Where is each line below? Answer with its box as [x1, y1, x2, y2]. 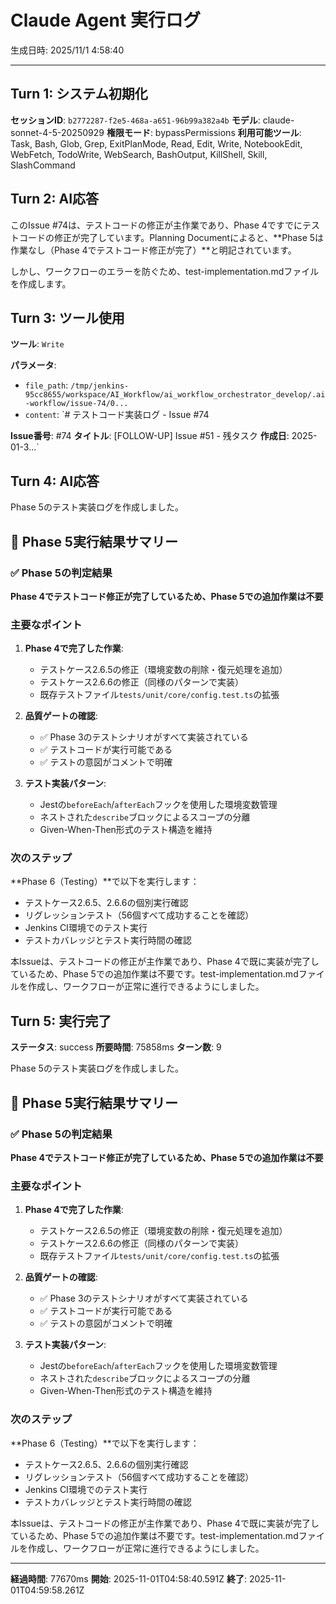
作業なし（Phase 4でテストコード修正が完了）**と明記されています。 [10, 244, 297, 256]
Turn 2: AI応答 [10, 191, 100, 208]
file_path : [24, 379, 69, 391]
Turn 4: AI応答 [10, 472, 100, 490]
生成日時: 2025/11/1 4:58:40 [10, 44, 125, 56]
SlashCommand [10, 159, 76, 171]
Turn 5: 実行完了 [10, 1012, 112, 1030]
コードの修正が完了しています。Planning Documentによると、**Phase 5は [18, 231, 325, 243]
